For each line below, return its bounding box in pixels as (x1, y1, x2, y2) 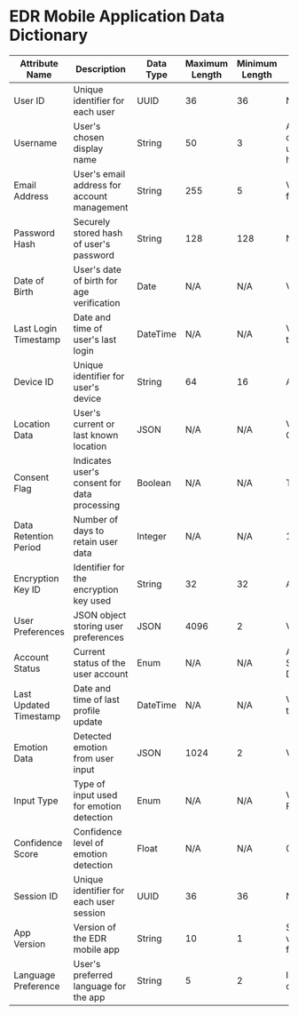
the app (73, 991, 106, 1003)
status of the (73, 656, 126, 668)
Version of (73, 921, 117, 933)
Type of (73, 778, 106, 790)
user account (73, 667, 129, 680)
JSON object (73, 609, 127, 621)
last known (73, 428, 119, 441)
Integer (137, 530, 167, 542)
